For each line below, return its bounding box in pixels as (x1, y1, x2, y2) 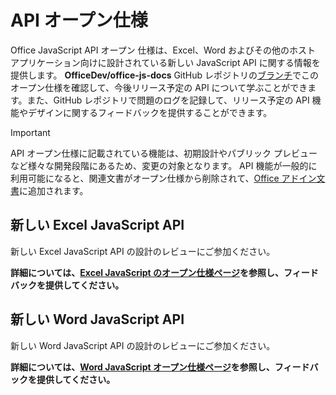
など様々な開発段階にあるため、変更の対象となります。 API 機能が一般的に (10, 159, 318, 171)
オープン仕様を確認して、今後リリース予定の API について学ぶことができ (10, 81, 308, 93)
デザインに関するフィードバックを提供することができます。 (27, 106, 273, 118)
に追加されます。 (19, 184, 89, 196)
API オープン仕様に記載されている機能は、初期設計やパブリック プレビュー (10, 147, 318, 159)
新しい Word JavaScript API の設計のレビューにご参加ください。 (10, 339, 276, 351)
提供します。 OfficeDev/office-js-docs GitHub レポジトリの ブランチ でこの (10, 69, 320, 81)
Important (10, 126, 51, 138)
